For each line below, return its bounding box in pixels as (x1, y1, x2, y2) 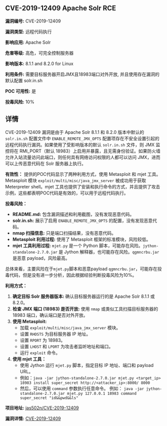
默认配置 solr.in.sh (5, 77, 42, 83)
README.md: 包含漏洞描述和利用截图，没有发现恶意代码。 (12, 211, 134, 217)
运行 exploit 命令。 (19, 349, 60, 355)
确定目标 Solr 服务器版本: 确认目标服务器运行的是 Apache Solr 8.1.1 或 (12, 293, 155, 299)
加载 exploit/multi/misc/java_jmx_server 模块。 (19, 324, 121, 330)
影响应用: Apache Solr (5, 39, 51, 45)
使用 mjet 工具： (12, 356, 46, 362)
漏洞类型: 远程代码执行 (5, 29, 52, 35)
